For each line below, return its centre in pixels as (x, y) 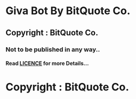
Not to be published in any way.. (53, 49)
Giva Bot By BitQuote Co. (68, 11)
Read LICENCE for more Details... (47, 64)
